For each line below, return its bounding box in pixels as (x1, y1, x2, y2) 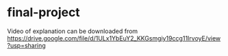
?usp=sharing (7, 41, 46, 49)
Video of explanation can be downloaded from (7, 27, 138, 35)
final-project (7, 5, 80, 20)
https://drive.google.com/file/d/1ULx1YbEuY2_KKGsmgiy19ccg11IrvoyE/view (7, 34, 221, 42)
